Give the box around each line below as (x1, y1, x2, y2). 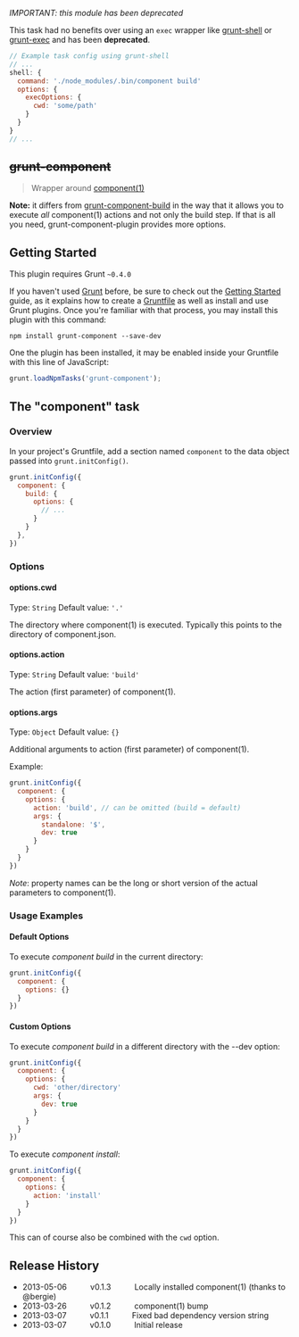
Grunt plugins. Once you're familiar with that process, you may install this (9, 305, 278, 316)
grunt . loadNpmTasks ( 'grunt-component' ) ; (9, 374, 162, 383)
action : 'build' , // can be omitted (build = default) (32, 803, 242, 812)
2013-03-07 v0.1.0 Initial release (21, 1320, 183, 1331)
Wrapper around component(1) (30, 183, 145, 194)
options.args (9, 707, 58, 718)
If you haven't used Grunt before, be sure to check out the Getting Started (9, 286, 281, 297)
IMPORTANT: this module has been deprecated (9, 8, 184, 18)
